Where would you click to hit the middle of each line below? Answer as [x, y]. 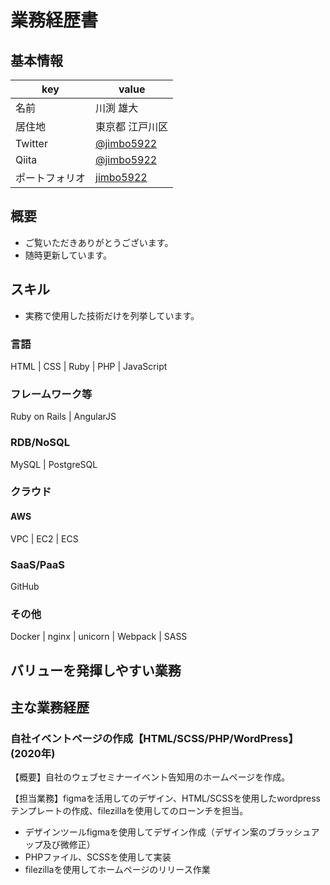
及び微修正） [69, 845]
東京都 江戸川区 [132, 126]
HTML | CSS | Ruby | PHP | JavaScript [89, 366]
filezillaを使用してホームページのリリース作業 [117, 870]
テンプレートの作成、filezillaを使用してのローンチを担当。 [129, 811]
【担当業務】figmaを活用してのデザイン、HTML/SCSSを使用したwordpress [166, 798]
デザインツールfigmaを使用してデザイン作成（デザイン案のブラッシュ [168, 832]
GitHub [25, 586]
